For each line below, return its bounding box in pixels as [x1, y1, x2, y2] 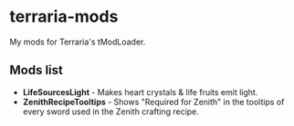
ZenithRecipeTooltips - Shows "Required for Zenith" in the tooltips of [22, 96, 285, 107]
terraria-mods [9, 6, 119, 27]
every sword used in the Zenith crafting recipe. [22, 106, 199, 117]
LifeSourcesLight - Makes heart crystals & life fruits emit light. [22, 86, 258, 97]
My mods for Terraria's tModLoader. [9, 36, 146, 47]
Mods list [9, 63, 64, 78]
